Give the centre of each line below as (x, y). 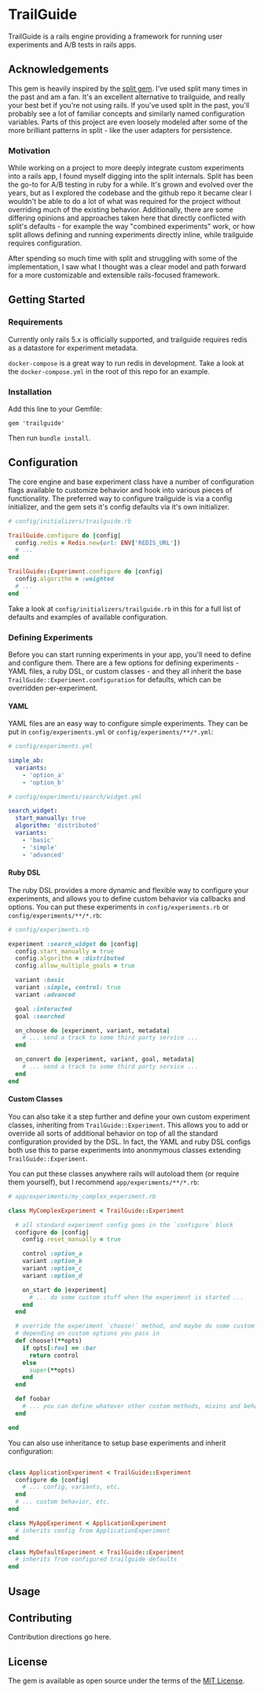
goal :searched (40, 1016)
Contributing (40, 1618)
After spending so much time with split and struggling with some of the (123, 258)
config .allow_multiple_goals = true (75, 966)
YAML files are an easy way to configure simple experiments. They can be (128, 724)
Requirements (36, 322)
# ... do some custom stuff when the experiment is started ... (136, 1297)
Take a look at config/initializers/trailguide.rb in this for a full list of (125, 609)
